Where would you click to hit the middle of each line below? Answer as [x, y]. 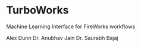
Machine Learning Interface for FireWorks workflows [71, 26]
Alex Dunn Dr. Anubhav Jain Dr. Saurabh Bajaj [62, 38]
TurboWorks [37, 10]
